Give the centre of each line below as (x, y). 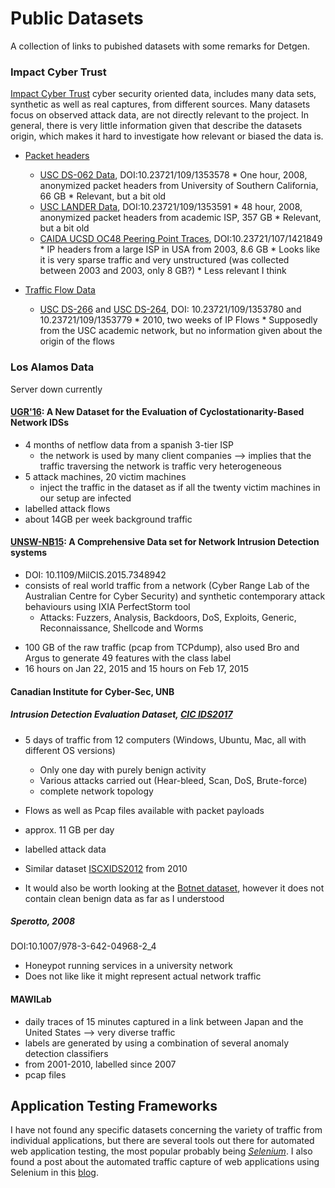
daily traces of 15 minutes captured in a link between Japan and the (164, 1021)
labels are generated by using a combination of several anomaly (156, 1043)
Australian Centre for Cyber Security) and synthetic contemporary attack (175, 596)
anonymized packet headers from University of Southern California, (179, 186)
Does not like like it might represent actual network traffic (143, 976)
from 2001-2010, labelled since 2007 (100, 1064)
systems (29, 553)
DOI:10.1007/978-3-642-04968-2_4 (83, 946)
